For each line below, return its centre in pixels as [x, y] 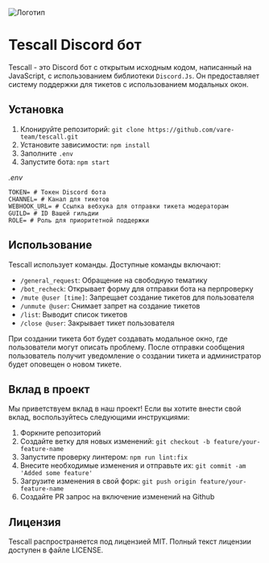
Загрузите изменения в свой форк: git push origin [108, 481]
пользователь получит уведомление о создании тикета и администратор [135, 355]
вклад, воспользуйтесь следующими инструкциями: [99, 417]
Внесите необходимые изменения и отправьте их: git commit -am [133, 466]
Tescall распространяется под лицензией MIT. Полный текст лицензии [130, 542]
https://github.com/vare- [191, 130]
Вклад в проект [49, 389]
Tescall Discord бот [75, 45]
